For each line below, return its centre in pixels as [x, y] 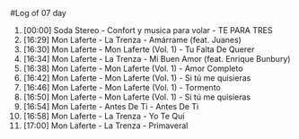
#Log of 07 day [38, 13]
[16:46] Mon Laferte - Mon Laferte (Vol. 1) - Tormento [122, 87]
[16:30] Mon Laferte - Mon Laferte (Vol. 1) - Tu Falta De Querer [139, 49]
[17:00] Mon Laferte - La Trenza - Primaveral [106, 126]
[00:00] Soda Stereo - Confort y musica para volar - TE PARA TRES [148, 30]
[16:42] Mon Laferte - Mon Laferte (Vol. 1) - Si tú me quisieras [137, 78]
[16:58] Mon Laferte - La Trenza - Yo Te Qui [104, 116]
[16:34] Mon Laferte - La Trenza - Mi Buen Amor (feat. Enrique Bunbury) [157, 59]
